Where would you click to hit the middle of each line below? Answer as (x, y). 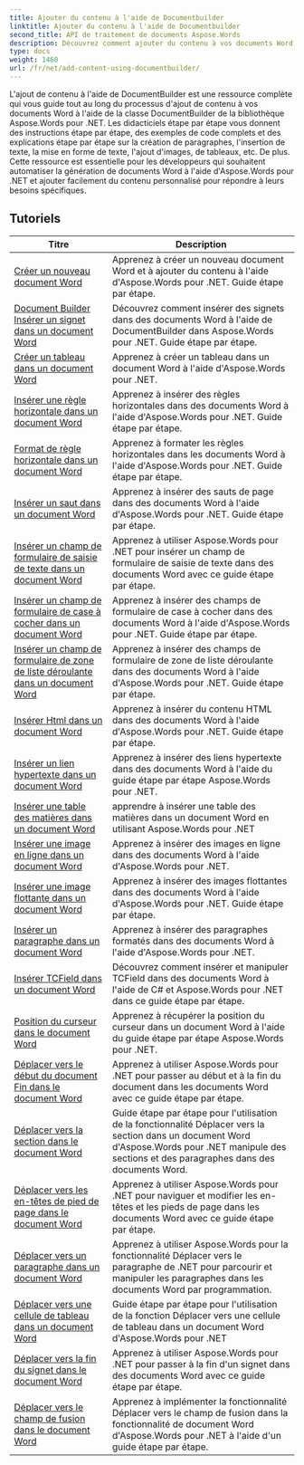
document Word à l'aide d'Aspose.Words (199, 368)
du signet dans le (51, 1370)
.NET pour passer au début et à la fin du (196, 1076)
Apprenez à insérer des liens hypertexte (197, 757)
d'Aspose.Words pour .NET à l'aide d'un (197, 1435)
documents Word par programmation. (192, 1289)
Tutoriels (35, 219)
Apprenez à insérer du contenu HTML (192, 709)
